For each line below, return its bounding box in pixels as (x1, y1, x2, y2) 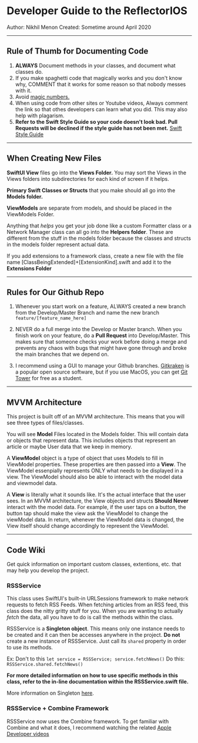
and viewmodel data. (6, 480, 58, 487)
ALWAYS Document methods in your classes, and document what (15, 62, 176, 69)
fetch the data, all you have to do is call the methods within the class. (6, 614, 174, 621)
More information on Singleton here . (6, 689, 95, 696)
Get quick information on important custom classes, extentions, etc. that (6, 561, 182, 567)
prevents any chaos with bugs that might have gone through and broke (15, 345, 187, 352)
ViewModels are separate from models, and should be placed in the (6, 204, 172, 212)
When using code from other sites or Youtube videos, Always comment (15, 99, 188, 107)
